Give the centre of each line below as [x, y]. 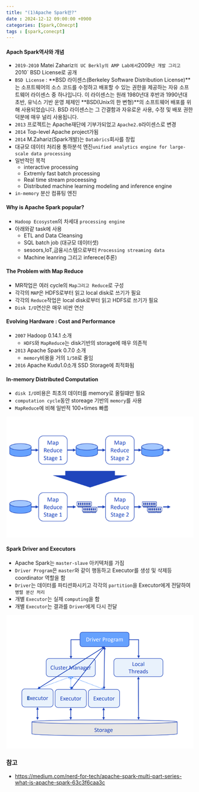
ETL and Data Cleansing [53, 235]
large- [178, 147]
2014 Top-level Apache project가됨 [57, 132]
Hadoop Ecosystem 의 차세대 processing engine [70, 221]
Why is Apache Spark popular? [45, 208]
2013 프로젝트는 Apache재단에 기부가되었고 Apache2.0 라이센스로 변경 [95, 124]
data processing [51, 154]
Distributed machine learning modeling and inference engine [98, 186]
